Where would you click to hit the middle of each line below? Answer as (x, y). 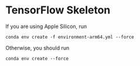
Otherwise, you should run (37, 48)
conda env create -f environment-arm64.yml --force (70, 37)
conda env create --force (37, 58)
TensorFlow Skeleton (58, 10)
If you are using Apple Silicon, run (46, 26)
